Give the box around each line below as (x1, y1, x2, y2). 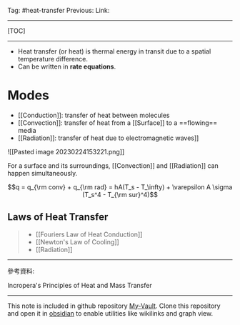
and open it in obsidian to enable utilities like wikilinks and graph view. (7, 309, 213, 317)
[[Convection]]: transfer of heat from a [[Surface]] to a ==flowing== (17, 118, 218, 127)
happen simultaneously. (7, 169, 78, 177)
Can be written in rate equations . (17, 62, 116, 71)
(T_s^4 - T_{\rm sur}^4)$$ (81, 190, 159, 199)
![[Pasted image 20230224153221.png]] (7, 147, 125, 156)
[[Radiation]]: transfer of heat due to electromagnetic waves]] (17, 134, 199, 142)
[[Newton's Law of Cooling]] (35, 237, 119, 246)
